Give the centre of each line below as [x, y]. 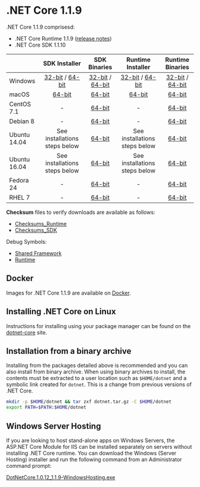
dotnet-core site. [27, 332]
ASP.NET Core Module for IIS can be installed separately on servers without [99, 446]
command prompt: [29, 465]
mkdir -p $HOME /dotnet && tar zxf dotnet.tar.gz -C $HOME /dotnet [89, 402]
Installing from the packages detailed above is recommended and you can [97, 366]
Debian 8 [22, 121]
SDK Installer [62, 63]
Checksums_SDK [36, 230]
